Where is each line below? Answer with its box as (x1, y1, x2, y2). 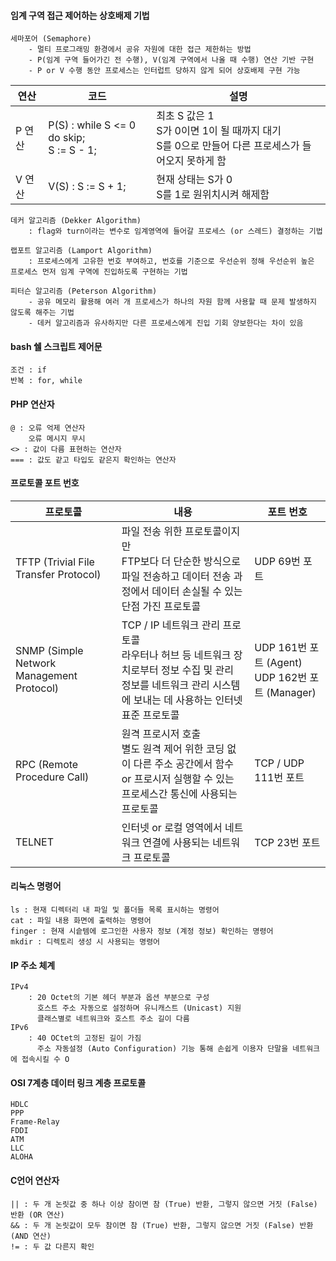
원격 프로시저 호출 (121, 726, 202, 740)
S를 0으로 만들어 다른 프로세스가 (156, 139, 300, 153)
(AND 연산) (10, 1231, 52, 1241)
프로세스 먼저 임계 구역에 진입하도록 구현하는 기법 (10, 267, 188, 277)
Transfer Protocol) (15, 567, 102, 581)
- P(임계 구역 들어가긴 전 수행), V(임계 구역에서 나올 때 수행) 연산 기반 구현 (28, 55, 315, 65)
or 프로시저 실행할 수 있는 (121, 771, 235, 785)
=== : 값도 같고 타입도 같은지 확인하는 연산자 (10, 455, 177, 465)
